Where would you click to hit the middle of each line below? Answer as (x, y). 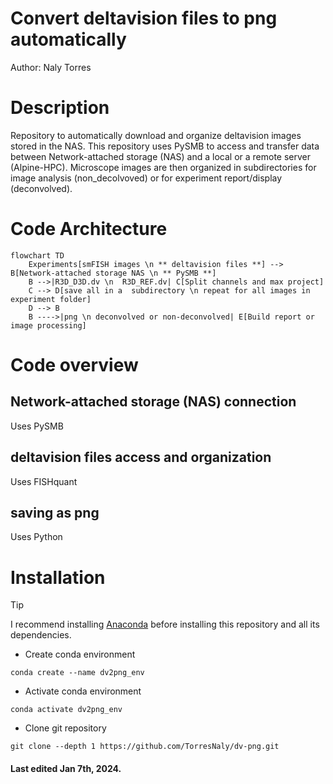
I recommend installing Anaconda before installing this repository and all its (165, 624)
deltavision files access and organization (141, 457)
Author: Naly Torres (51, 67)
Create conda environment (80, 654)
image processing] (48, 325)
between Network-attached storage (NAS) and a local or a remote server (161, 156)
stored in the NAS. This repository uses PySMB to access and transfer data (165, 146)
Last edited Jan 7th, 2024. (66, 768)
